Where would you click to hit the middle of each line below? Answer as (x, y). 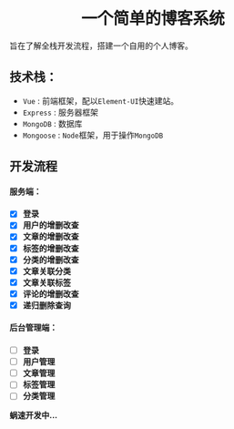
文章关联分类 (46, 271)
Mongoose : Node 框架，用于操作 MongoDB (93, 135)
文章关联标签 (46, 282)
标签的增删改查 (51, 248)
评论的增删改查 (51, 293)
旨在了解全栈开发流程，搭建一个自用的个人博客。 (101, 46)
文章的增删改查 (51, 237)
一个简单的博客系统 (153, 19)
